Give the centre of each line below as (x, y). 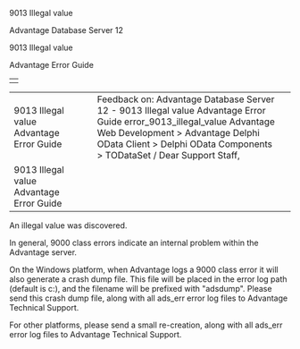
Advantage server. (43, 252)
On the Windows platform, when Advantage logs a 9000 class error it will (144, 269)
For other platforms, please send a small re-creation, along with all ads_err (146, 325)
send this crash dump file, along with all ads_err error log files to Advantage (149, 298)
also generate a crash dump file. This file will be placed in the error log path (148, 279)
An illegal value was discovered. (68, 226)
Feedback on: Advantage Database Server (186, 99)
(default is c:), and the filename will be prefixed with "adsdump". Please (141, 289)
